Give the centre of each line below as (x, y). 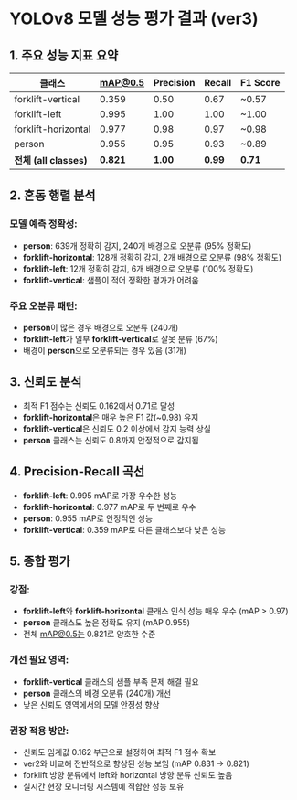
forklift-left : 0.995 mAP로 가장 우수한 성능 (100, 496)
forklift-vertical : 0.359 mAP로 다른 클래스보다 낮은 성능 (124, 529)
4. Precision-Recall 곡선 (77, 472)
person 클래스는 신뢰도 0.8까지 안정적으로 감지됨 (111, 440)
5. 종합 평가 (40, 561)
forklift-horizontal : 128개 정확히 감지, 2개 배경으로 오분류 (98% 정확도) (152, 257)
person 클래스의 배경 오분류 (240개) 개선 (97, 693)
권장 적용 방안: (39, 731)
